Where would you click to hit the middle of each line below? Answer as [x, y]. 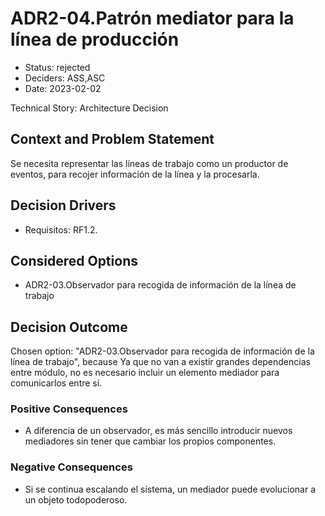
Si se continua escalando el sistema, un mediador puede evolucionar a [170, 489]
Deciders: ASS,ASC [65, 78]
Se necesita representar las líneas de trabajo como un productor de [149, 163]
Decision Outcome [69, 327]
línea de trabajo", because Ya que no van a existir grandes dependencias [160, 362]
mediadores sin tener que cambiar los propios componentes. [150, 441]
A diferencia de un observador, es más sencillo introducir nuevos [158, 431]
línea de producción [95, 39]
